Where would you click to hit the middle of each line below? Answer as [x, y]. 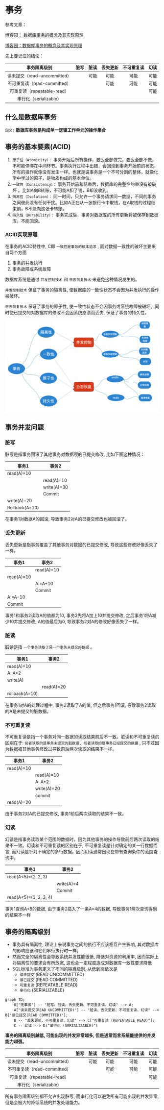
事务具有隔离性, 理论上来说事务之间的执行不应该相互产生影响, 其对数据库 [85, 944]
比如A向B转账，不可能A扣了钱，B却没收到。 [66, 190]
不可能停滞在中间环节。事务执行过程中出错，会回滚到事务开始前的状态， [85, 166]
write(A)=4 [68, 884]
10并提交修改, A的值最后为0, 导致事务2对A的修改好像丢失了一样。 [75, 622]
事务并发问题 [24, 428]
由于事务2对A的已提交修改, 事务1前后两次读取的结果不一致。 [66, 814]
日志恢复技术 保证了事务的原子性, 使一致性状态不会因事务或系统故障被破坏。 [80, 306]
